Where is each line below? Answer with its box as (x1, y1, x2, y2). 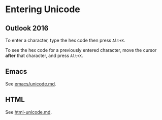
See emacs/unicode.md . (5, 80, 56, 87)
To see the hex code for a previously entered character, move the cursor (5, 47, 157, 53)
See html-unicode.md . (5, 109, 52, 115)
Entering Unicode (5, 4, 80, 15)
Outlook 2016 (5, 24, 49, 33)
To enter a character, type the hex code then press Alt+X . (5, 37, 125, 43)
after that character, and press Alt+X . (5, 52, 83, 58)
